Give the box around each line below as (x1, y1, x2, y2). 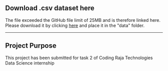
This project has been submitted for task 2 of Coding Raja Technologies (5, 55, 153, 61)
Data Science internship (5, 60, 54, 66)
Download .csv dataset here (5, 4, 95, 12)
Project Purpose (5, 42, 56, 50)
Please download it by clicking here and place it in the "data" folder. (5, 22, 145, 28)
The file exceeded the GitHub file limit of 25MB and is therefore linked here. (5, 17, 161, 23)
